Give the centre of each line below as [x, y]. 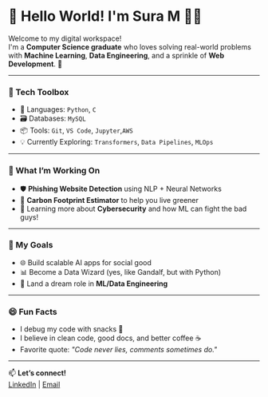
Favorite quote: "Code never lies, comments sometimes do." [118, 350]
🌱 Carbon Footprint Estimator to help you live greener [109, 200]
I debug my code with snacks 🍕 [71, 329]
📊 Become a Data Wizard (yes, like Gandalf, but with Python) [120, 272]
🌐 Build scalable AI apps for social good [85, 262]
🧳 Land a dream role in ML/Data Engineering [94, 284]
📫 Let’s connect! [37, 373]
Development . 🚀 [35, 64]
